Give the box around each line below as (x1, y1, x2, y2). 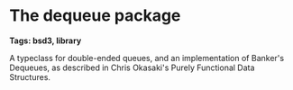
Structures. (9, 71, 51, 82)
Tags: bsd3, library (9, 35, 82, 46)
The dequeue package (9, 5, 181, 26)
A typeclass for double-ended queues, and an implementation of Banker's (9, 52, 285, 63)
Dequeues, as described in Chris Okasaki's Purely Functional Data (9, 62, 255, 73)
